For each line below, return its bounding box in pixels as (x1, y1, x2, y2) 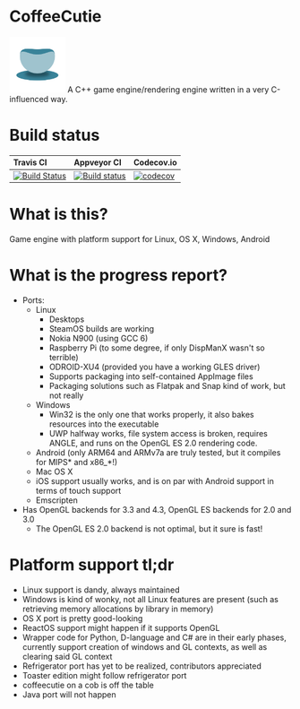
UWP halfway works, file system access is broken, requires (48, 428, 269, 438)
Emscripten (35, 495, 78, 506)
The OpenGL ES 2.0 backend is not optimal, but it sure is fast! (35, 523, 263, 534)
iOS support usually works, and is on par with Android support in (35, 476, 275, 486)
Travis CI (13, 157, 47, 168)
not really (48, 390, 84, 401)
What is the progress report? (9, 265, 228, 286)
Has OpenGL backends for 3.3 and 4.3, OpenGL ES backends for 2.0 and (21, 505, 292, 514)
